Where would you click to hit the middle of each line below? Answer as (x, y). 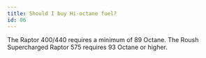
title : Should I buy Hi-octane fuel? (62, 13)
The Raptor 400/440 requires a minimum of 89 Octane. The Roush (103, 39)
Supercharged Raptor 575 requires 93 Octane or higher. (87, 47)
